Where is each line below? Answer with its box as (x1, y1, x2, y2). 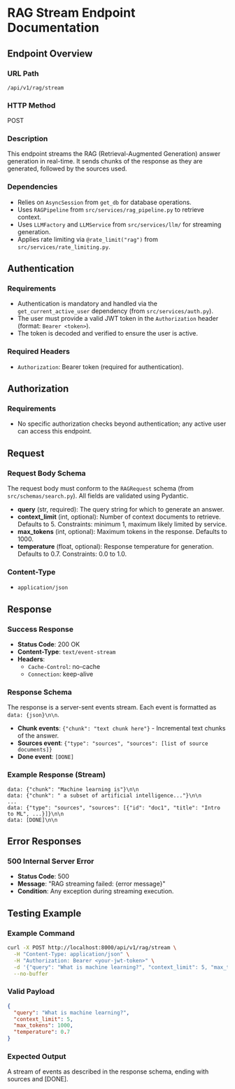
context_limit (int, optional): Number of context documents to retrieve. (17, 512, 222, 521)
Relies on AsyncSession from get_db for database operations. (17, 198, 192, 206)
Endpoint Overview (7, 48, 93, 59)
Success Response (7, 624, 73, 634)
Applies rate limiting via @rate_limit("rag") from (17, 235, 159, 243)
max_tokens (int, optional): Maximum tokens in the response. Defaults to (17, 528, 227, 536)
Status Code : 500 (17, 872, 70, 881)
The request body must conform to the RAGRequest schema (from (7, 484, 194, 493)
